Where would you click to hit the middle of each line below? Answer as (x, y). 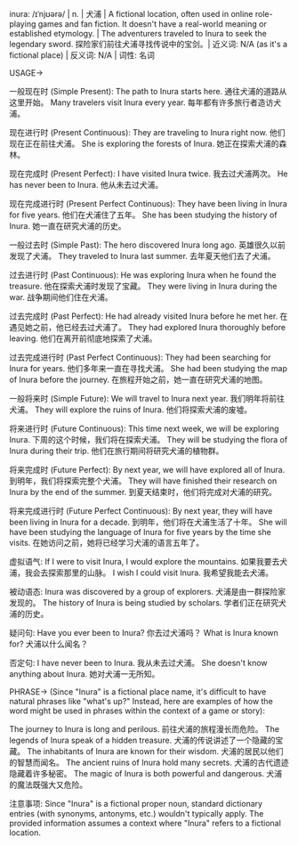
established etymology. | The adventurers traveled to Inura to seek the (138, 33)
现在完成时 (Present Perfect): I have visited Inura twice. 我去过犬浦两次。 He (149, 174)
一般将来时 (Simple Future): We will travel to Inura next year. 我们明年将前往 (147, 398)
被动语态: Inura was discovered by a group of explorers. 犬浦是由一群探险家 (148, 592)
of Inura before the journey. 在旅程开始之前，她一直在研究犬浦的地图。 (138, 379)
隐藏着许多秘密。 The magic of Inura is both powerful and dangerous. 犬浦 (146, 773)
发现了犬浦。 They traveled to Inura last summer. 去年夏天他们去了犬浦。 (142, 256)
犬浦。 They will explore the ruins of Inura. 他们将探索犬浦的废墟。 (130, 410)
